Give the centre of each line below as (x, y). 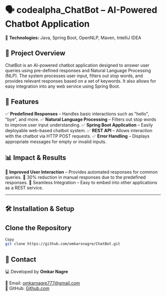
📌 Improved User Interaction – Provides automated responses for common (82, 172)
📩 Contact (21, 259)
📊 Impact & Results (36, 158)
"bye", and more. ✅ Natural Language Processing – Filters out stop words (81, 119)
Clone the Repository (38, 228)
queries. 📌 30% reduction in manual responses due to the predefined (76, 177)
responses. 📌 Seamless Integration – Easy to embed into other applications (81, 183)
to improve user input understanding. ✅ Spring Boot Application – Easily (79, 125)
